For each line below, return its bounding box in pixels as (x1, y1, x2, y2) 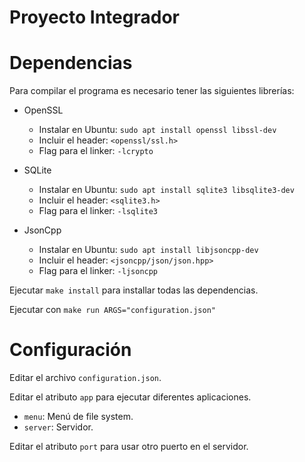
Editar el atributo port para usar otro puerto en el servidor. (9, 441, 249, 453)
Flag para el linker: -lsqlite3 (38, 205, 159, 217)
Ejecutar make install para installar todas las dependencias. (9, 284, 259, 296)
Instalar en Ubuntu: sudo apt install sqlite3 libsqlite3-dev (38, 184, 295, 196)
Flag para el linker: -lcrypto (38, 145, 154, 157)
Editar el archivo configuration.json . (9, 372, 162, 384)
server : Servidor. (23, 421, 94, 433)
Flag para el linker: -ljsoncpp (38, 265, 159, 277)
